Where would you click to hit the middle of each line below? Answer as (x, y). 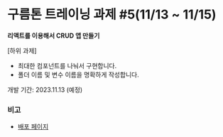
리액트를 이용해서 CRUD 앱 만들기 (54, 35)
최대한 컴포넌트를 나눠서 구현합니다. (67, 65)
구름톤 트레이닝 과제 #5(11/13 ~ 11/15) (112, 15)
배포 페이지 (33, 127)
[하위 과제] (22, 50)
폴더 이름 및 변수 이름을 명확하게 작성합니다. (78, 75)
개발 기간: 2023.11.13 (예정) (45, 89)
